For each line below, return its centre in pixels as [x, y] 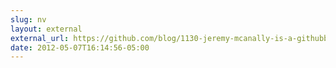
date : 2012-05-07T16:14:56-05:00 [80, 47]
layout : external [46, 29]
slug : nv [28, 19]
